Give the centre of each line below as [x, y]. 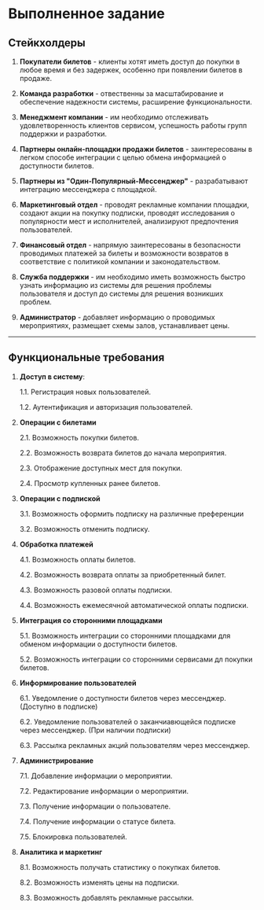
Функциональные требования [86, 357]
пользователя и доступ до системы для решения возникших [121, 293]
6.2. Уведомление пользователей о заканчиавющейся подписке [128, 721]
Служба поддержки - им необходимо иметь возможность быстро [132, 277]
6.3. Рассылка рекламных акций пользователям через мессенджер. [135, 745]
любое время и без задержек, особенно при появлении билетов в [131, 70]
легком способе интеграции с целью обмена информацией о [123, 157]
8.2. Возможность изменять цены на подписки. [99, 882]
